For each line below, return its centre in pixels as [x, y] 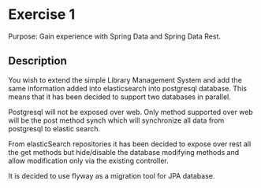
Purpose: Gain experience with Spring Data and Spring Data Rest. [115, 36]
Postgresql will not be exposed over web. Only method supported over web [131, 112]
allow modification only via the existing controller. [88, 160]
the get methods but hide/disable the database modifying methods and [123, 152]
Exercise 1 [42, 15]
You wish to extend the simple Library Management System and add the [125, 79]
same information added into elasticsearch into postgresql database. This [127, 88]
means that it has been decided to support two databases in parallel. [119, 97]
